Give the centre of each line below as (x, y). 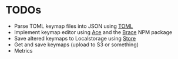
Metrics (23, 50)
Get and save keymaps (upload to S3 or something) (76, 45)
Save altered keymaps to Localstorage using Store (75, 38)
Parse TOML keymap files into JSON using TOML (73, 26)
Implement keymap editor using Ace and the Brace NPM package (93, 32)
